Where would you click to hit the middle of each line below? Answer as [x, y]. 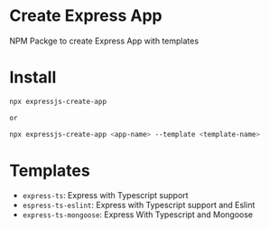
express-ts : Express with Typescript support [105, 196]
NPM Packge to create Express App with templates [104, 41]
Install [33, 77]
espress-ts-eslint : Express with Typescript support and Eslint [139, 205]
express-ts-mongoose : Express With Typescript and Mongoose [138, 215]
